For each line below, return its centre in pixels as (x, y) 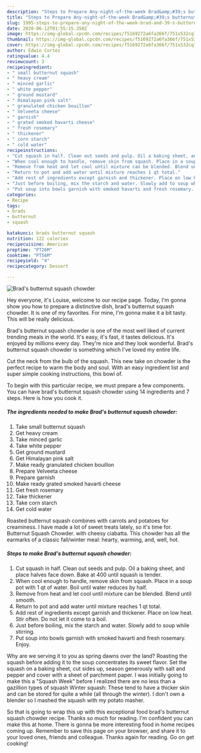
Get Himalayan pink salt (44, 458)
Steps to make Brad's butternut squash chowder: (69, 553)
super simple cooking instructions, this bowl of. (65, 374)
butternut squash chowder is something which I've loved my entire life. (94, 350)
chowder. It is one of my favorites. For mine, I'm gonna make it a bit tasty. (97, 313)
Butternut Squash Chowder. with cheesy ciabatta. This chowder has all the (98, 533)
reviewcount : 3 (26, 61)
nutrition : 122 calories (38, 238)
